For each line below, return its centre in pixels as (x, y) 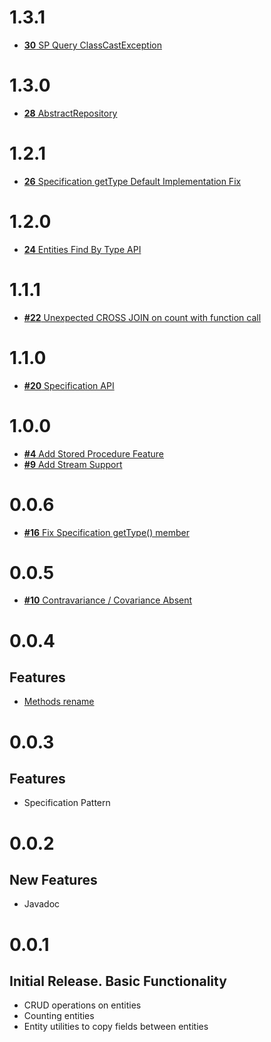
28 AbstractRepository (70, 113)
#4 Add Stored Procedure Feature (94, 453)
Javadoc (42, 904)
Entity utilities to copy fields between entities (116, 1027)
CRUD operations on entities (82, 1005)
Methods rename (59, 702)
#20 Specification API (69, 385)
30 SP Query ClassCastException (92, 45)
